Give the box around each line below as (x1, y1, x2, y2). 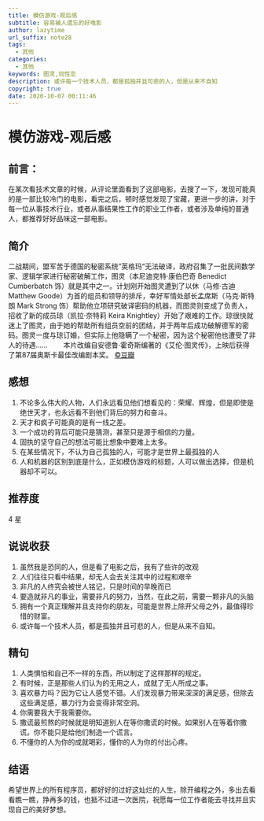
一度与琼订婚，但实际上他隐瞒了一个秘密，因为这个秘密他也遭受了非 (35, 331, 256, 340)
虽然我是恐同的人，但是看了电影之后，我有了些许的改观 (19, 562, 199, 571)
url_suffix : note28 (8, 33, 72, 42)
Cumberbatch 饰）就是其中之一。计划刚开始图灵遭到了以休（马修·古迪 (8, 281, 236, 291)
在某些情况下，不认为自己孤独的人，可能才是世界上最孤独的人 (19, 446, 220, 457)
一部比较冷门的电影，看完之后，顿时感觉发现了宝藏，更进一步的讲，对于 (21, 194, 256, 204)
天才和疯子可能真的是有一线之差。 (19, 417, 130, 427)
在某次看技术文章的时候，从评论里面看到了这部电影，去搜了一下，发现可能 (8, 184, 249, 194)
